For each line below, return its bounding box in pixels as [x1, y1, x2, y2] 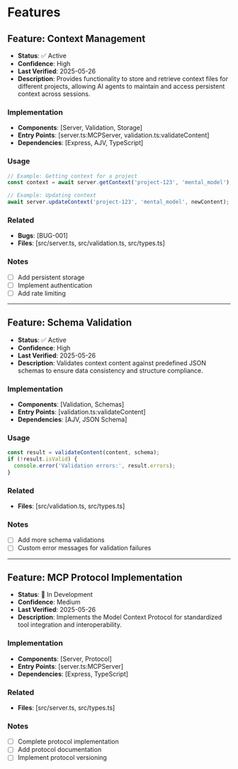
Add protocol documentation [17, 746, 102, 754]
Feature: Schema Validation [7, 317, 132, 329]
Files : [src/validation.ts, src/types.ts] [17, 502, 125, 510]
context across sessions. [17, 90, 91, 98]
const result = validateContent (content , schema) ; [7, 449, 160, 456]
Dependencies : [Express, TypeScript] [17, 669, 129, 678]
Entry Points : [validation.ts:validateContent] [17, 407, 147, 416]
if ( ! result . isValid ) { [7, 456, 78, 463]
